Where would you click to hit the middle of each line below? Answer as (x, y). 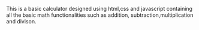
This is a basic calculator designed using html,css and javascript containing (99, 9)
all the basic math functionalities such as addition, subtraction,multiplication (100, 15)
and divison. (21, 21)
